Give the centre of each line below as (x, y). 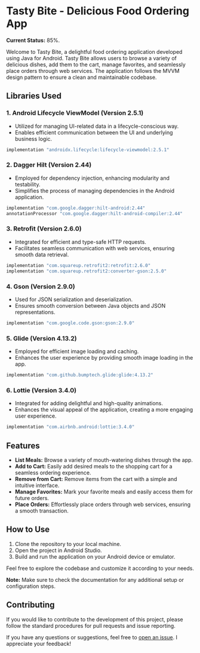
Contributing (30, 605)
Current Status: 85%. (33, 40)
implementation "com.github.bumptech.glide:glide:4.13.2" (80, 375)
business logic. (33, 139)
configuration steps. (31, 586)
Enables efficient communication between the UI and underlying (94, 132)
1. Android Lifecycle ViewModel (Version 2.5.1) (75, 113)
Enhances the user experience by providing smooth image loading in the (104, 358)
